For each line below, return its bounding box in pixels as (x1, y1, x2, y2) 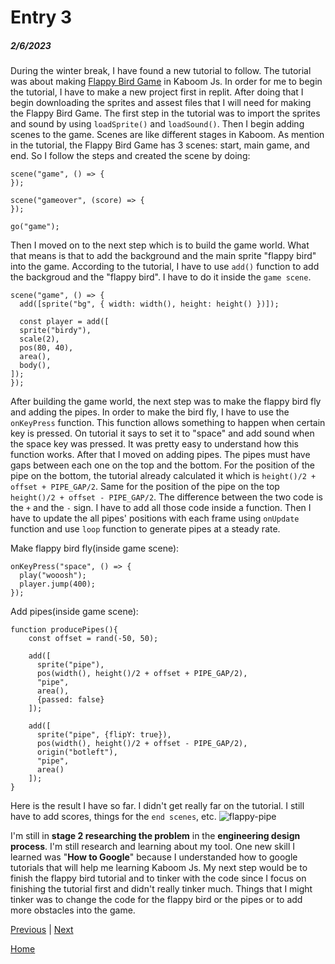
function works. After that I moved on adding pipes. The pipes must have (10, 449, 311, 461)
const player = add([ (19, 317, 110, 327)
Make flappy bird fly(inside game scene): (10, 542, 180, 555)
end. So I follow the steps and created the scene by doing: (10, 150, 251, 162)
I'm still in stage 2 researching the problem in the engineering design (10, 830, 301, 842)
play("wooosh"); (19, 571, 87, 581)
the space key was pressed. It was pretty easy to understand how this (10, 438, 299, 450)
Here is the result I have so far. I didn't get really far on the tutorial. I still (10, 800, 305, 812)
